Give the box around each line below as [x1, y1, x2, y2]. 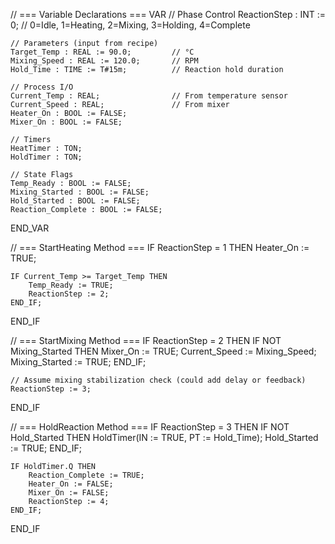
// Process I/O [10, 82, 74, 92]
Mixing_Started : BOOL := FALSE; [10, 187, 150, 197]
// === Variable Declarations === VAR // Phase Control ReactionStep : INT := [10, 9, 327, 20]
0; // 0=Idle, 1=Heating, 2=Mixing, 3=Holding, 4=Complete [10, 19, 251, 31]
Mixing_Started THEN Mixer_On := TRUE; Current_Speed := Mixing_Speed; [10, 345, 317, 357]
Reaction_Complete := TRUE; [28, 470, 145, 480]
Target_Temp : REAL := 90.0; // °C [10, 47, 195, 57]
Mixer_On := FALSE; [28, 488, 110, 498]
